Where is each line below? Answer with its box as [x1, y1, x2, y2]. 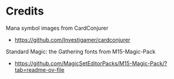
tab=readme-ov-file [14, 66, 65, 74]
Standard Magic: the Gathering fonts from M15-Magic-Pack [6, 47, 156, 55]
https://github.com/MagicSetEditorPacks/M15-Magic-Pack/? [14, 60, 168, 67]
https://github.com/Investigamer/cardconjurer [14, 36, 130, 43]
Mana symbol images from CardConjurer [6, 24, 108, 32]
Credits [6, 4, 44, 18]
